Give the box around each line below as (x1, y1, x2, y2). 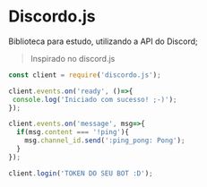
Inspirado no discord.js (30, 53, 116, 64)
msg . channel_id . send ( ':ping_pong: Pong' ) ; (24, 136, 185, 145)
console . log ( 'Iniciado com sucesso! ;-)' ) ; (12, 95, 177, 104)
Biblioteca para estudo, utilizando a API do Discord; (8, 36, 198, 47)
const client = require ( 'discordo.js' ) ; (8, 70, 162, 80)
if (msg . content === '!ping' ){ (16, 128, 129, 137)
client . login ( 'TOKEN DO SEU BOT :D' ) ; (8, 168, 153, 178)
